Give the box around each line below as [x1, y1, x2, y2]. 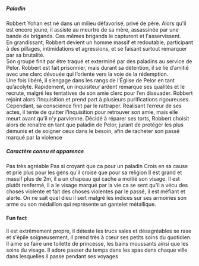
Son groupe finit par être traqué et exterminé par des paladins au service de [6, 57, 192, 65]
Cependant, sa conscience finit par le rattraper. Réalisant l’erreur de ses [6, 102, 182, 109]
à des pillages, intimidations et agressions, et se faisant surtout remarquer [6, 45, 187, 52]
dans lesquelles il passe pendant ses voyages [6, 253, 119, 260]
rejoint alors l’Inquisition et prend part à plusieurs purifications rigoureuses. [6, 95, 190, 103]
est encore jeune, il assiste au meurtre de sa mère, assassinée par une [6, 26, 179, 33]
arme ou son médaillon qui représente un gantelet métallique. [6, 200, 156, 208]
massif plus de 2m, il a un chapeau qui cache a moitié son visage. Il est [6, 175, 180, 182]
